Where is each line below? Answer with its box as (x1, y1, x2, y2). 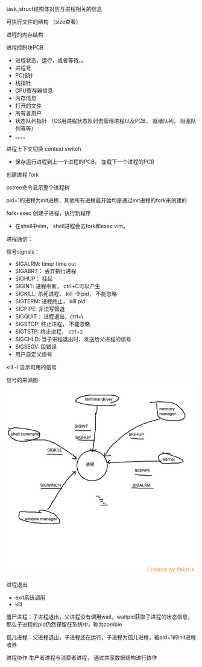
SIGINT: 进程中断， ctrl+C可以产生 (14, 283, 101, 289)
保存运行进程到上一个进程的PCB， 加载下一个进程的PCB (14, 158, 155, 165)
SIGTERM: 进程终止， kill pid (14, 298, 86, 304)
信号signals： (6, 248, 40, 255)
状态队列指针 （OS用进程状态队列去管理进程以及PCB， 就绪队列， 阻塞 (14, 117, 191, 124)
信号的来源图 (6, 376, 38, 383)
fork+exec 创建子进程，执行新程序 (6, 209, 92, 217)
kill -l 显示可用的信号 (6, 364, 57, 370)
